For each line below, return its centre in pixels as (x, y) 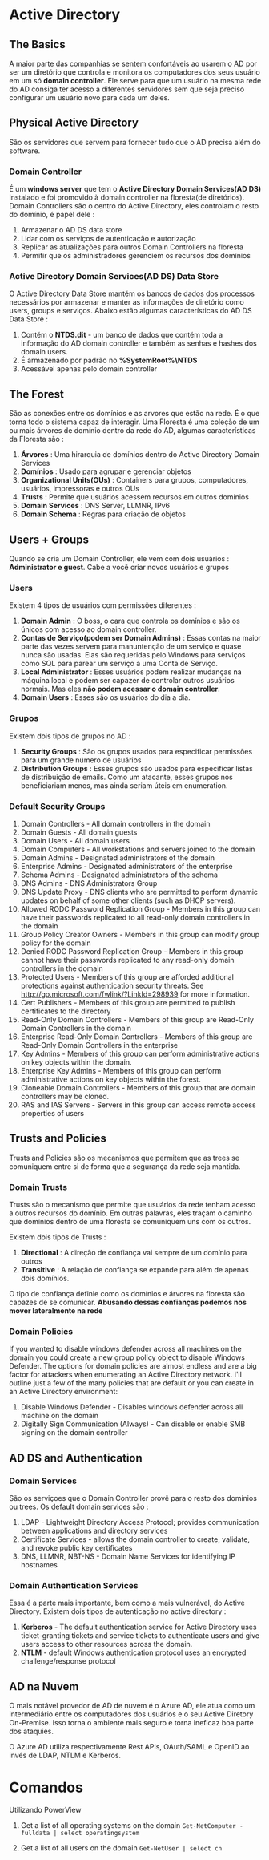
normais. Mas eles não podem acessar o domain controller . (120, 689)
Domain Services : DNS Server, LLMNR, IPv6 (95, 506)
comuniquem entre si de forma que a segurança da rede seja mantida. (125, 1166)
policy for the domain (56, 943)
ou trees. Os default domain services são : (79, 1507)
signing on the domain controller (74, 1433)
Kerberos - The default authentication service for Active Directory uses (139, 1627)
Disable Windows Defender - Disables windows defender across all (132, 1407)
